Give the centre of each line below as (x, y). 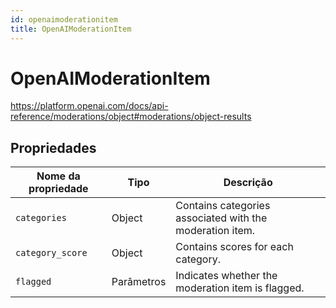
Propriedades (53, 147)
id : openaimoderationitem (64, 19)
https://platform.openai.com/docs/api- (89, 106)
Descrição (248, 183)
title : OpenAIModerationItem (71, 29)
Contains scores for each (234, 247)
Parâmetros (139, 282)
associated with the (221, 218)
